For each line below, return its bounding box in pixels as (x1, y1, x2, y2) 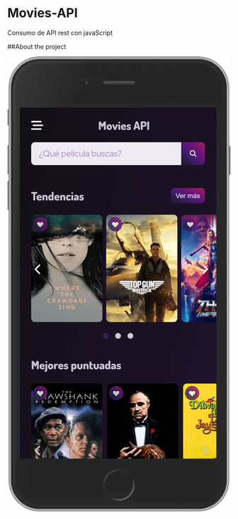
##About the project (7, 42, 67, 50)
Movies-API (7, 5, 78, 21)
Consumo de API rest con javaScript (7, 28, 113, 37)
